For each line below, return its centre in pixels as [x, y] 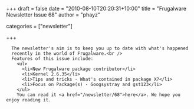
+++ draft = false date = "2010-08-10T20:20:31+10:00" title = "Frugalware [96, 9]
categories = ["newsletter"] [39, 26]
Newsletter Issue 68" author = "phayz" [53, 15]
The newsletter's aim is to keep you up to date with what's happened [100, 48]
